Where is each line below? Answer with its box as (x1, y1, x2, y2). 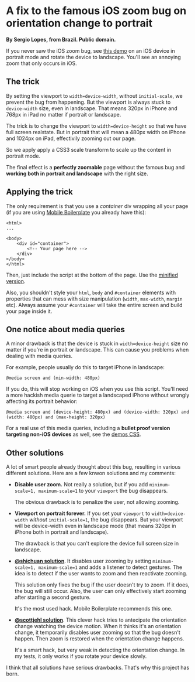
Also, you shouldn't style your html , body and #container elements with (6, 289, 176, 296)
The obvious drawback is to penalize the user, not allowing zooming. (14, 499, 180, 506)
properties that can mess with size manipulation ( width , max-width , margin (6, 295, 183, 302)
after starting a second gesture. (14, 594, 91, 601)
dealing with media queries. (6, 353, 73, 360)
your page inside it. (6, 308, 53, 315)
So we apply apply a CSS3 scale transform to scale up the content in (6, 146, 171, 153)
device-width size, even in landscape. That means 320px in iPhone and (6, 104, 178, 112)
